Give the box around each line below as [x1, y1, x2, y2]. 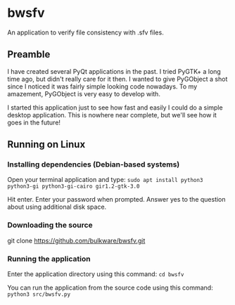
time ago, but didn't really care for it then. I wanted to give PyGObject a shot [7, 74, 228, 83]
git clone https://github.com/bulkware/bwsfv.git [7, 236, 146, 245]
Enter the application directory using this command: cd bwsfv [7, 270, 184, 278]
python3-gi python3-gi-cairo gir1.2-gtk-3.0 [7, 183, 140, 190]
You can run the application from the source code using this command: [7, 283, 213, 292]
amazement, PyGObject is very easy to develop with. [7, 89, 160, 98]
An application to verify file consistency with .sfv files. [7, 28, 164, 37]
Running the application [7, 254, 91, 264]
